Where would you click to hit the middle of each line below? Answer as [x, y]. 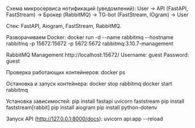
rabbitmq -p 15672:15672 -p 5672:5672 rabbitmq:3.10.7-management [90, 44]
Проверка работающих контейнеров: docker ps [65, 72]
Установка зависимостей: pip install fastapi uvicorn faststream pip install [95, 101]
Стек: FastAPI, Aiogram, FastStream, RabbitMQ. [64, 26]
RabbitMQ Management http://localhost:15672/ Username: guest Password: [97, 55]
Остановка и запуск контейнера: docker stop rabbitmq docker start [89, 84]
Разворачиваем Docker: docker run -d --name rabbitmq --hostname [90, 37]
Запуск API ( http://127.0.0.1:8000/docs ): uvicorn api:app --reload [85, 119]
